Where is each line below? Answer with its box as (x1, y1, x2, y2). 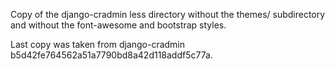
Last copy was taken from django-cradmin (10, 39, 186, 50)
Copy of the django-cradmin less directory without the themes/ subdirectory (10, 9, 326, 20)
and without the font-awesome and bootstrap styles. (10, 19, 227, 31)
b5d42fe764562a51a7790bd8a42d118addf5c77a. (10, 49, 213, 61)
